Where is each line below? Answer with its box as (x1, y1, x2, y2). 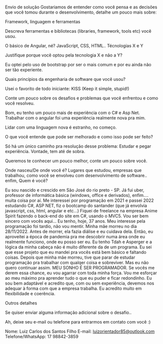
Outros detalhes (5, 300, 37, 306)
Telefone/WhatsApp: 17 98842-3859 (5, 334, 79, 339)
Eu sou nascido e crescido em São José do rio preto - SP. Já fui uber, (5, 187, 145, 193)
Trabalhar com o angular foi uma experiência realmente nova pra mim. (5, 115, 146, 121)
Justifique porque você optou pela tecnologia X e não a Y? (5, 52, 123, 58)
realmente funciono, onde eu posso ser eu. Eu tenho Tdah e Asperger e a (5, 239, 152, 245)
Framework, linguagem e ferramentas (5, 19, 80, 24)
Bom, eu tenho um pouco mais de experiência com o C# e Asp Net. (5, 110, 140, 115)
